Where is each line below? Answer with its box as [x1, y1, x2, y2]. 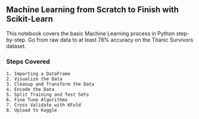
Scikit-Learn [6, 14, 54, 24]
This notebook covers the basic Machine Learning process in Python [6, 30, 175, 37]
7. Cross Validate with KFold [6, 102, 82, 108]
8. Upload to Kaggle [6, 107, 58, 114]
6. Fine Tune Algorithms [6, 97, 68, 103]
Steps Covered [6, 57, 51, 65]
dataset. [6, 42, 27, 49]
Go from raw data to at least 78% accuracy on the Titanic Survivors [27, 36, 194, 43]
